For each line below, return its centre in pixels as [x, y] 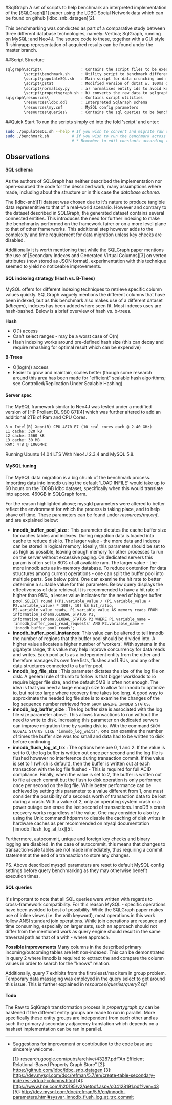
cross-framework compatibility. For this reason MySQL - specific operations [85, 904]
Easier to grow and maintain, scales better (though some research [82, 373]
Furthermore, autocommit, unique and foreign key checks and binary [78, 839]
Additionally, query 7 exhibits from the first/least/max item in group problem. [86, 973]
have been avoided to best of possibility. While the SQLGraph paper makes [84, 910]
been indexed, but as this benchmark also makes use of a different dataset [84, 300]
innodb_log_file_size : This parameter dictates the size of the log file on [89, 671]
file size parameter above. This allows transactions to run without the [85, 714]
